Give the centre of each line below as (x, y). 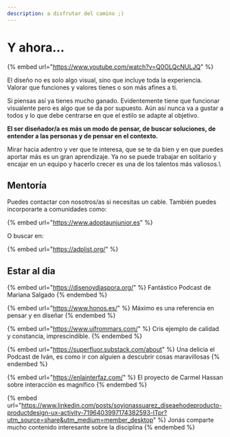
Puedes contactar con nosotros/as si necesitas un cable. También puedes (112, 202)
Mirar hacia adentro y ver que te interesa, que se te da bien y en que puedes (115, 149)
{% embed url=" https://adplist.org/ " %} (63, 249)
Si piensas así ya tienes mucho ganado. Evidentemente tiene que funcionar (113, 100)
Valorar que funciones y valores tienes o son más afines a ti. (92, 87)
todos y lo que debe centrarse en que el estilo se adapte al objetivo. (103, 115)
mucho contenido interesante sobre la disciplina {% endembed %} (101, 427)
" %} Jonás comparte (184, 420)
